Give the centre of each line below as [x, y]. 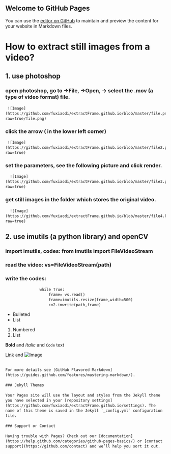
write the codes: [26, 278]
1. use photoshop [33, 76]
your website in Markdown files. [39, 26]
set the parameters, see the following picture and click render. [84, 165]
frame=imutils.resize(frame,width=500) [91, 300]
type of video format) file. [38, 97]
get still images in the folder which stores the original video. [81, 200]
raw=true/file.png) [26, 118]
